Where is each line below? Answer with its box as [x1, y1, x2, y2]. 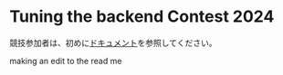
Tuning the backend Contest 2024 [9, 6, 275, 27]
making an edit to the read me [9, 55, 122, 66]
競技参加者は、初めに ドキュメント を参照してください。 [9, 37, 217, 48]
